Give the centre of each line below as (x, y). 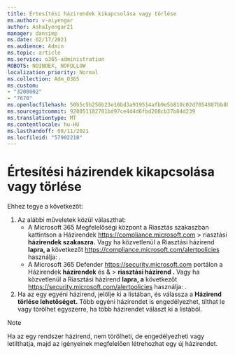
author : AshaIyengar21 (40, 27)
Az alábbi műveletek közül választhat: (72, 220)
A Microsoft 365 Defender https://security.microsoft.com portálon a (125, 265)
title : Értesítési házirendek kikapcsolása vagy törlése (92, 14)
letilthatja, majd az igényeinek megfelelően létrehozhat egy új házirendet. (113, 344)
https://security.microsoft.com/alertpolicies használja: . (107, 287)
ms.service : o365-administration (56, 60)
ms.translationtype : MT (42, 118)
